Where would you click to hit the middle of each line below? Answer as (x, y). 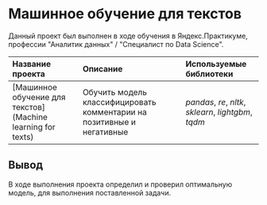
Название (32, 64)
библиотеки (209, 74)
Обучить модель (114, 92)
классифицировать (119, 102)
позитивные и (109, 122)
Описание (103, 68)
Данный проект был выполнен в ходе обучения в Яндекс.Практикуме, (128, 36)
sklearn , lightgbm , (219, 112)
